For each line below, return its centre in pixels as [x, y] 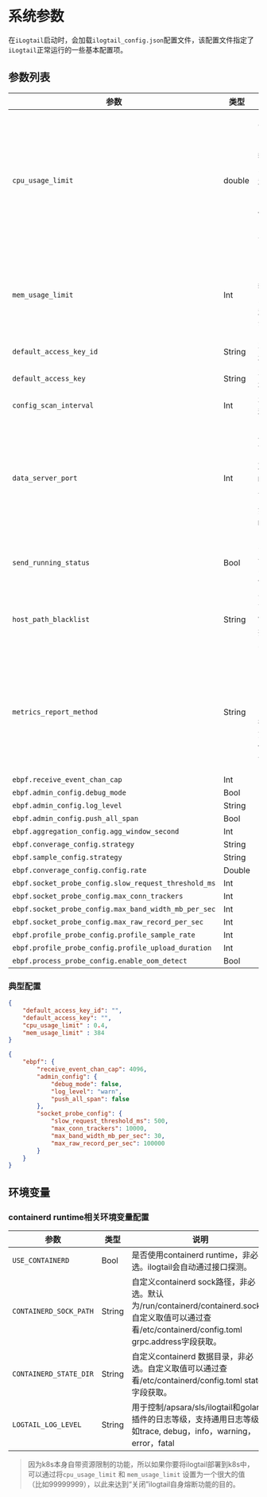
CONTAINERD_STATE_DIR [53, 1374]
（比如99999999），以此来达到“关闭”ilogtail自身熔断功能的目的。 [133, 1484]
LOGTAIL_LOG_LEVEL [47, 1425]
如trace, [146, 1431]
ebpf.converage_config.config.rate [79, 870]
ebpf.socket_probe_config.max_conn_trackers [98, 896]
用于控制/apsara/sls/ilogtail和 [186, 1407]
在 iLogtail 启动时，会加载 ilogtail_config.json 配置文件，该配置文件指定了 [131, 40]
